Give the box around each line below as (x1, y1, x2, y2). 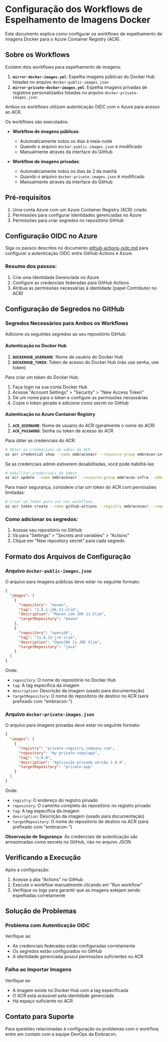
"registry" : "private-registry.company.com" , (18, 745, 115, 751)
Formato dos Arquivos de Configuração (5, 552, 131, 561)
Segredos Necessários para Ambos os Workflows (5, 320, 128, 327)
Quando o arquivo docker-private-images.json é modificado (19, 173, 145, 179)
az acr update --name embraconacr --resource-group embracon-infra (5, 475, 149, 480)
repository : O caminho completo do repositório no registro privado (12, 803, 151, 809)
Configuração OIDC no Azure (5, 231, 98, 240)
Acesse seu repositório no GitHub (12, 527, 82, 533)
